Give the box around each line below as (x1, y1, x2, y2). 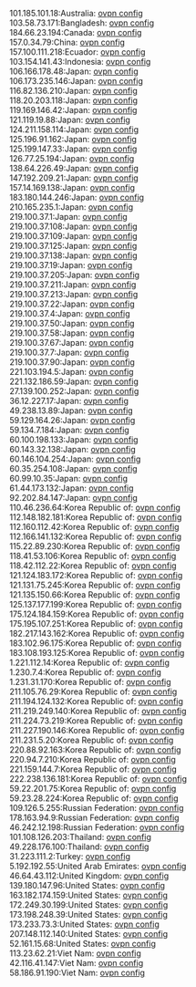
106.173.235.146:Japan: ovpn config (9, 76, 143, 86)
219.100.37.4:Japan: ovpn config (9, 308, 130, 318)
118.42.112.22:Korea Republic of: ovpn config (9, 560, 177, 571)
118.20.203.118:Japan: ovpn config (9, 95, 139, 106)
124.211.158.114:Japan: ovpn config (9, 124, 139, 135)
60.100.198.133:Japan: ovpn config (9, 434, 139, 445)
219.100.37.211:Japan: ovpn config (9, 279, 137, 290)
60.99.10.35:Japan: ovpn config (9, 473, 128, 483)
